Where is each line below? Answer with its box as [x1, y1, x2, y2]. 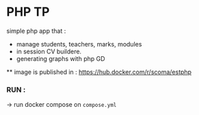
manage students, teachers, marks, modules [16, 40, 142, 48]
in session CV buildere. [16, 47, 82, 55]
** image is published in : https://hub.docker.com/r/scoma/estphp [6, 68, 192, 76]
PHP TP [6, 4, 50, 20]
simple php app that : [6, 27, 66, 35]
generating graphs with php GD [16, 54, 105, 62]
